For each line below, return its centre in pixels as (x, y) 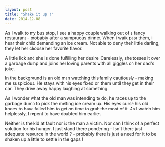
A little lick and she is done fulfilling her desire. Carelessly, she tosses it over (82, 58)
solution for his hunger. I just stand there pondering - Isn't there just (74, 129)
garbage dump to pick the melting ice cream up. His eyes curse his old (77, 104)
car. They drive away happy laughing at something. (57, 89)
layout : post (18, 10)
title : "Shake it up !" (30, 14)
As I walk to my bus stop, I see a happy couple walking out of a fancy (75, 33)
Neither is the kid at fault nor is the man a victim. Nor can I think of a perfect (82, 123)
